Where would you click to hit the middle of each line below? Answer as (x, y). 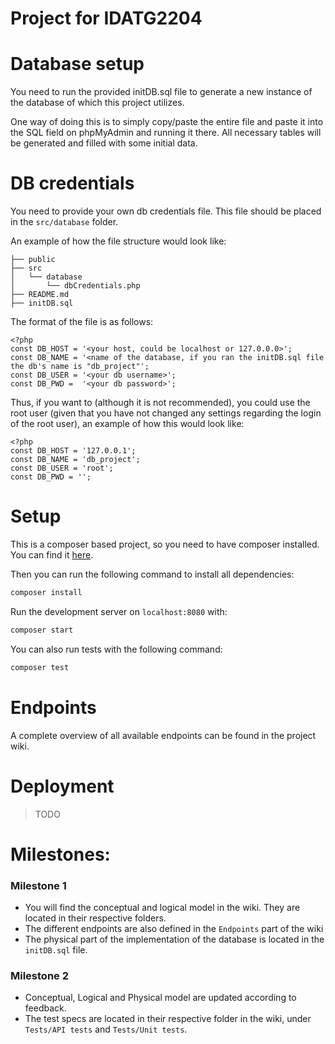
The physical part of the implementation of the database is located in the (174, 939)
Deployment (62, 786)
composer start (42, 630)
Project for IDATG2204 (106, 18)
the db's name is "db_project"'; (80, 367)
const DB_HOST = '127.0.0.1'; (73, 451)
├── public (33, 260)
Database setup (77, 64)
